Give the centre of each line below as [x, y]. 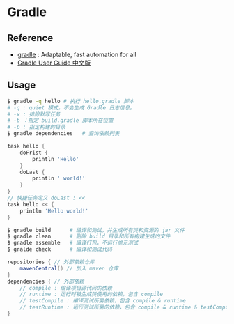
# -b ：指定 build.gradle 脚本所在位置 [60, 121]
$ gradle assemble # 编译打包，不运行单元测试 [73, 243]
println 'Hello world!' [54, 211]
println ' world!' [59, 178]
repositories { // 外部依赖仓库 [51, 262]
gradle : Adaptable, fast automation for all [77, 54]
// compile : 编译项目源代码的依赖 [66, 288]
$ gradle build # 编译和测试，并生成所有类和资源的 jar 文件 [96, 230]
